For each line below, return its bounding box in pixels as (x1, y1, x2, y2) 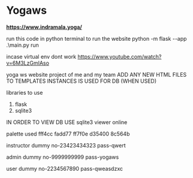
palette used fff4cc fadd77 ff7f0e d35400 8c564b (6, 130, 130, 137)
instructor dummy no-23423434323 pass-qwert (6, 141, 126, 149)
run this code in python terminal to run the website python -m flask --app (6, 35, 187, 42)
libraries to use (6, 89, 43, 96)
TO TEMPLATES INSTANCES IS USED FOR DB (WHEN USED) (6, 77, 157, 85)
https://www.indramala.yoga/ (6, 23, 83, 31)
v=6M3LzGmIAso (6, 59, 50, 67)
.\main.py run (6, 41, 39, 49)
